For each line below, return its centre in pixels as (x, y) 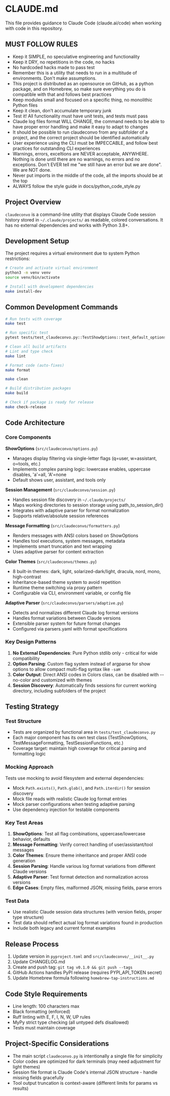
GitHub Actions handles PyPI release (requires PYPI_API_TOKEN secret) (87, 973)
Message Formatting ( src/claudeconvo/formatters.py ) (63, 525)
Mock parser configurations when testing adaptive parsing (74, 804)
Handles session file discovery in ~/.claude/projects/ (69, 499)
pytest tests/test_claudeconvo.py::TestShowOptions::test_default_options (86, 338)
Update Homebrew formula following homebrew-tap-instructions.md (83, 978)
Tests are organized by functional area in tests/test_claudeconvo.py (84, 732)
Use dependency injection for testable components (66, 809)
